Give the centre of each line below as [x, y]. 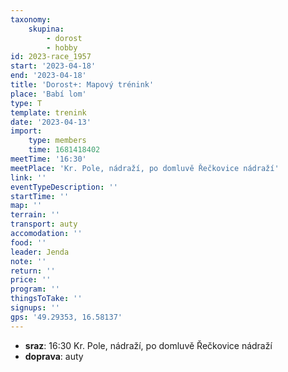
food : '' [28, 242]
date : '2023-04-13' [51, 122]
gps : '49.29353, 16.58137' [66, 317]
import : [26, 131]
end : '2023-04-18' [48, 76]
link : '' [28, 177]
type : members [57, 141]
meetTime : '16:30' [48, 159]
